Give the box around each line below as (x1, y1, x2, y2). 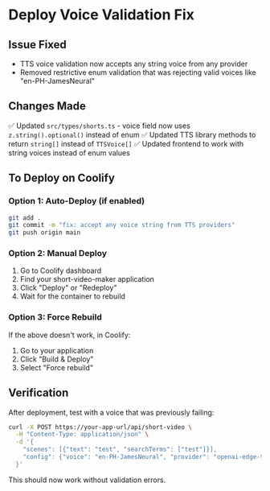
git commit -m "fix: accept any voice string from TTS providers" (8, 221, 235, 229)
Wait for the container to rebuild (19, 291, 126, 301)
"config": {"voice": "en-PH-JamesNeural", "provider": (22, 453, 211, 461)
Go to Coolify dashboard (19, 266, 102, 275)
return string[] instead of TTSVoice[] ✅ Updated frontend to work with (8, 138, 243, 148)
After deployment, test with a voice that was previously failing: (8, 407, 215, 417)
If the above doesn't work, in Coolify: (8, 330, 131, 340)
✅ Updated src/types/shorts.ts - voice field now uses (8, 121, 190, 130)
